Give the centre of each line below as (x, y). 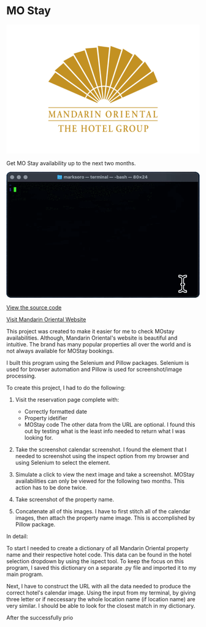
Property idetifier (46, 418)
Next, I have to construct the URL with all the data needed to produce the (99, 586)
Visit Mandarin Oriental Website (46, 319)
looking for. (39, 438)
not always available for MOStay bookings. (60, 351)
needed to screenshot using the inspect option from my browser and (102, 456)
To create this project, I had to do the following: (66, 388)
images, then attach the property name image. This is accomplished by (105, 518)
